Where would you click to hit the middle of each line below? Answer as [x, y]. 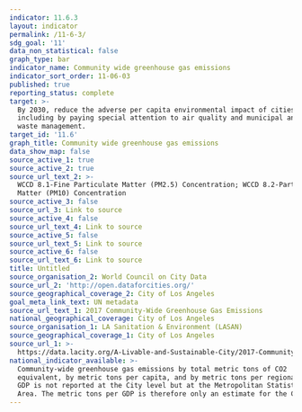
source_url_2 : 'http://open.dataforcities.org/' [102, 285]
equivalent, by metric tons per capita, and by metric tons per [140, 377]
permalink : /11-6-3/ [48, 34]
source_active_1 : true [52, 160]
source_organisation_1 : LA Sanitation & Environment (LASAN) [126, 327]
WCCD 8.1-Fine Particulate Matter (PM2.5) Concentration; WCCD [138, 185]
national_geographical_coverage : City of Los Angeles [112, 319]
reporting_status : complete [62, 93]
